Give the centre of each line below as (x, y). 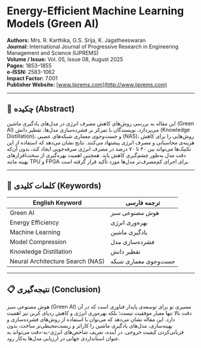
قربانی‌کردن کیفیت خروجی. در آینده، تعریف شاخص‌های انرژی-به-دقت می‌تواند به (95, 332)
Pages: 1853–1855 (29, 65)
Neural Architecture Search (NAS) (57, 261)
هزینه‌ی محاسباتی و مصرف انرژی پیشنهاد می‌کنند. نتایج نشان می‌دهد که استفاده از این (101, 142)
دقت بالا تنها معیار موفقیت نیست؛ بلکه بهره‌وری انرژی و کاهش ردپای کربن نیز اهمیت (99, 313)
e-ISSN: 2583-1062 (31, 72)
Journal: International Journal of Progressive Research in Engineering (93, 47)
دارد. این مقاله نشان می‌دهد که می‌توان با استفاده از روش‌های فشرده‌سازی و (91, 319)
